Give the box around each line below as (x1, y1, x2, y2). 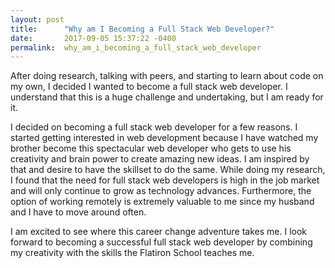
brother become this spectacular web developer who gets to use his (10, 142, 292, 155)
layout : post (10, 14, 65, 25)
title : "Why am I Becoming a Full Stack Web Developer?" (10, 24, 275, 34)
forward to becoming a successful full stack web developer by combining (10, 236, 313, 248)
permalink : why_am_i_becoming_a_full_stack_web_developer (10, 42, 262, 53)
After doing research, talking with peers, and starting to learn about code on (10, 70, 324, 82)
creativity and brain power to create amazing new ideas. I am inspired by (10, 153, 310, 165)
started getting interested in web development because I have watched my (10, 132, 319, 144)
